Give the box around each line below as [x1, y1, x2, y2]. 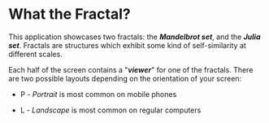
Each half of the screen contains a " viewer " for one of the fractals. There [8, 64, 254, 74]
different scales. [8, 49, 63, 59]
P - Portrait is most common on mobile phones [20, 89, 177, 99]
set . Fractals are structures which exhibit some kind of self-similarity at [8, 40, 246, 50]
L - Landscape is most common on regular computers [20, 105, 202, 115]
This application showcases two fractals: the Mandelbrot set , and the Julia [8, 32, 262, 42]
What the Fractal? [8, 5, 132, 24]
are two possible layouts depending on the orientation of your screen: [8, 73, 242, 83]
